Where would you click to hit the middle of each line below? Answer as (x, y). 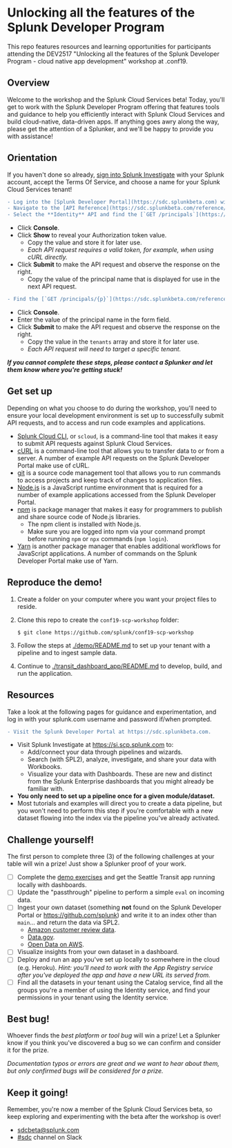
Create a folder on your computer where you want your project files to (117, 599)
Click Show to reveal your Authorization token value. (92, 235)
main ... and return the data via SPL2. (68, 922)
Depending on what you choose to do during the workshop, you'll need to (112, 408)
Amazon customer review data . (72, 930)
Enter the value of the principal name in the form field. (94, 320)
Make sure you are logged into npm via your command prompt (116, 531)
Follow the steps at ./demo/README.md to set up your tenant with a (114, 645)
